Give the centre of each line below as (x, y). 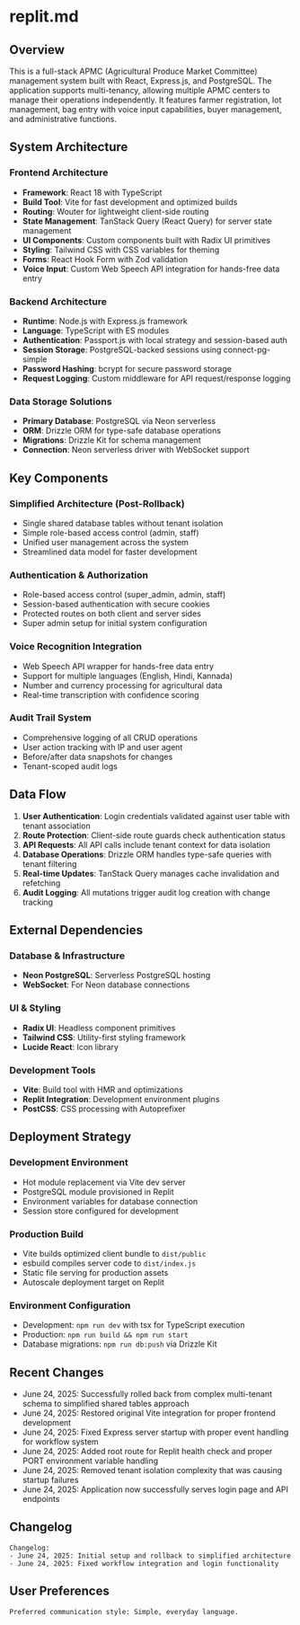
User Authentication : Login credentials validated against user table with (156, 816)
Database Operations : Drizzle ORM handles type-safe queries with (147, 854)
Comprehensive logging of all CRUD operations (110, 737)
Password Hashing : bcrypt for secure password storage (127, 368)
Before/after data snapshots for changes (97, 756)
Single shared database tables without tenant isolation (123, 523)
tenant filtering (49, 863)
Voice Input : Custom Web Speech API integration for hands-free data (151, 269)
